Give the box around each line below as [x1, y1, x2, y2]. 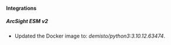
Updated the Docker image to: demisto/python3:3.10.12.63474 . [14, 32, 166, 39]
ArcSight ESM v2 [6, 18, 49, 25]
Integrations [6, 5, 37, 12]
